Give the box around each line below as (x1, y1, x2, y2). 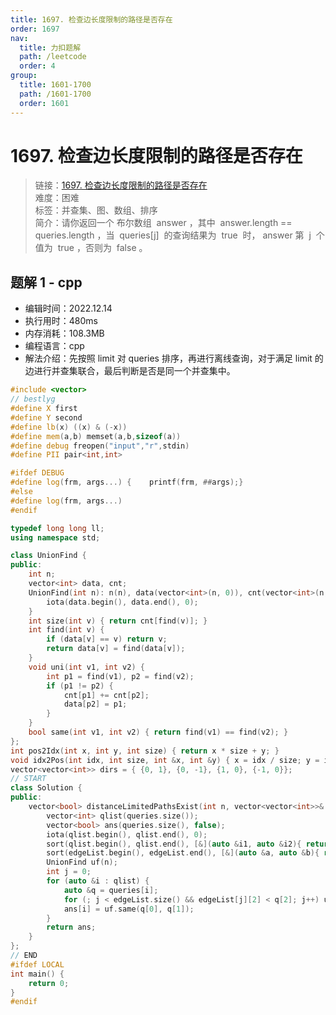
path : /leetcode (19, 52, 87, 62)
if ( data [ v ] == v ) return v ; (46, 634, 168, 645)
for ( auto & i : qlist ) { (46, 876, 150, 886)
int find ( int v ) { (28, 625, 105, 635)
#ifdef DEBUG (10, 468, 65, 478)
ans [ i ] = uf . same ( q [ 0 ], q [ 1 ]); (63, 904, 195, 914)
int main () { (10, 969, 65, 979)
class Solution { (10, 783, 83, 793)
